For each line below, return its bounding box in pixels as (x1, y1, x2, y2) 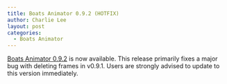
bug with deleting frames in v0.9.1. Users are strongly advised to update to (7, 62, 220, 70)
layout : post (7, 23, 45, 30)
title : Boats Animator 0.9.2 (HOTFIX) (7, 10, 119, 17)
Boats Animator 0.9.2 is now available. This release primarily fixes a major (7, 54, 218, 63)
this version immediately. (7, 70, 78, 78)
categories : (7, 29, 42, 36)
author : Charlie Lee (7, 17, 67, 23)
